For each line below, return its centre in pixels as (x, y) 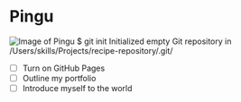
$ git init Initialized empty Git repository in (154, 41)
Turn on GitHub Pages (64, 68)
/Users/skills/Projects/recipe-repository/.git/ (91, 50)
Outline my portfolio (59, 78)
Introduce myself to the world (77, 89)
